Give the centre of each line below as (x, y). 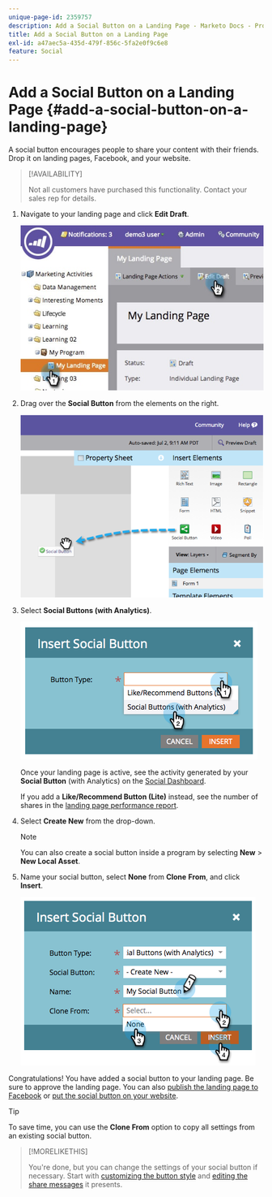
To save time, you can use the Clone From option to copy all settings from (132, 1127)
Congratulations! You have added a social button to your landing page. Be (131, 1078)
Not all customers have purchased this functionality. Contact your (138, 190)
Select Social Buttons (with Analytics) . (86, 611)
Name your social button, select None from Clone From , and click (130, 877)
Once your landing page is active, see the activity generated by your (134, 772)
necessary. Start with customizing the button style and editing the (138, 1176)
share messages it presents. (75, 1185)
